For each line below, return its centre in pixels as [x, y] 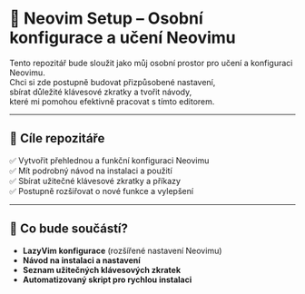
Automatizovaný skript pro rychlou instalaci [107, 279]
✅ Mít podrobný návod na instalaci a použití [91, 171]
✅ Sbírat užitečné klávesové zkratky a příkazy [95, 181]
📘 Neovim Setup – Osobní [106, 19]
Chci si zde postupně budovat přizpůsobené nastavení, [113, 82]
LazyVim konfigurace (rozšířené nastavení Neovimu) [122, 250]
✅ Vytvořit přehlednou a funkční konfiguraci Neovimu [109, 160]
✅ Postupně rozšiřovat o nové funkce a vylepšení [101, 191]
